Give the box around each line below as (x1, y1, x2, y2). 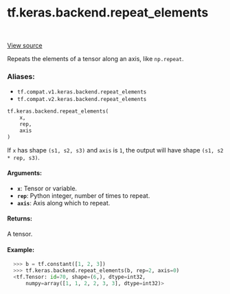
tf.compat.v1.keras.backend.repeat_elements (16, 89, 147, 95)
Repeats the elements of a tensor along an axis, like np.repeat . (7, 54, 184, 63)
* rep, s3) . (7, 153, 40, 161)
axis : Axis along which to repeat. (16, 199, 111, 207)
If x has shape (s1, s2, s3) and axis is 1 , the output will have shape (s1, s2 (7, 146, 224, 154)
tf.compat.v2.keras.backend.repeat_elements (16, 96, 147, 103)
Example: (7, 245, 35, 253)
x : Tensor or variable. (16, 184, 78, 192)
